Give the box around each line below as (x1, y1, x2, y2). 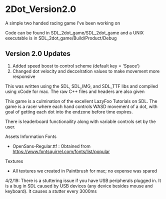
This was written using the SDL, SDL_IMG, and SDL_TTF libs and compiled (5, 83, 158, 89)
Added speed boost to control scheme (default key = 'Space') (12, 62, 140, 68)
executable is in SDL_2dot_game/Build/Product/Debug (5, 35, 117, 41)
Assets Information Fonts (5, 133, 56, 139)
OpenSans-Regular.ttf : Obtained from (12, 143, 91, 149)
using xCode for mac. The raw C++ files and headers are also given (5, 88, 145, 94)
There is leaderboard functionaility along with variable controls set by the (5, 118, 156, 124)
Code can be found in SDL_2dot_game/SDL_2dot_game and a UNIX (5, 29, 144, 35)
